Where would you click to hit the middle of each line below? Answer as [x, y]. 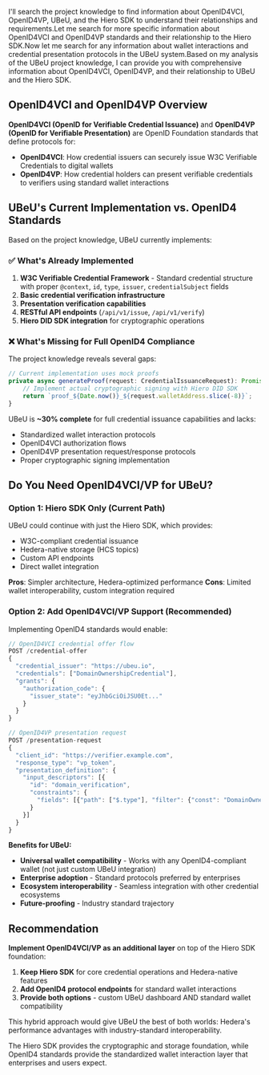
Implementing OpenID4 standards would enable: [88, 629]
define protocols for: [42, 141]
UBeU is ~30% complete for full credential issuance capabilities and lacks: [132, 419]
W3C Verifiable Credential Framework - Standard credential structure [137, 278]
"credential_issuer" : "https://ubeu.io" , [86, 666]
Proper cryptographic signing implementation [95, 460]
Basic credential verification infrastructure [92, 295]
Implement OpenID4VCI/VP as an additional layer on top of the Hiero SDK [132, 948]
